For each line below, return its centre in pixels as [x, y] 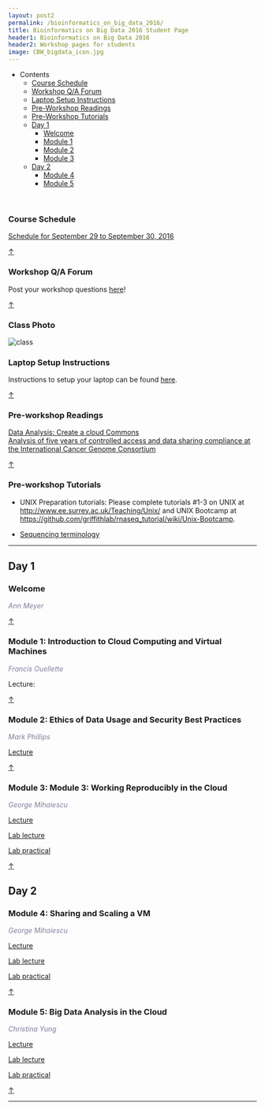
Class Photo [32, 325]
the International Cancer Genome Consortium [82, 449]
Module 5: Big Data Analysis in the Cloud [88, 1011]
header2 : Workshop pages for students [72, 45]
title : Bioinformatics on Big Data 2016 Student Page [99, 30]
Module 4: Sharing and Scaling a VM [80, 913]
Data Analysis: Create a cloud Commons [74, 432]
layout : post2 [32, 15]
